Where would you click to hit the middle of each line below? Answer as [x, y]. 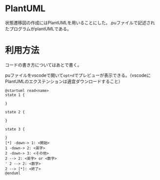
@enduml [13, 173]
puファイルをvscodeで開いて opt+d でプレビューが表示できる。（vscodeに [78, 75]
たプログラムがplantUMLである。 [38, 29]
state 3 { [15, 129]
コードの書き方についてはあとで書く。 [43, 65]
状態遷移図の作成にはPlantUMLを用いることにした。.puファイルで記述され [80, 22]
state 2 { [15, 112]
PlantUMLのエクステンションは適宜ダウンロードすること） [64, 81]
